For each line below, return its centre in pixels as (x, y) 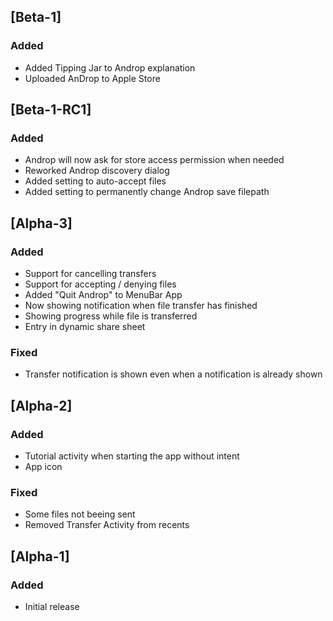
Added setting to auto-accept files (95, 181)
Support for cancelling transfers (90, 274)
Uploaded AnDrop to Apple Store (92, 78)
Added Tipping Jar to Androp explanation (110, 67)
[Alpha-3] (41, 223)
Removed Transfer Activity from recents (107, 525)
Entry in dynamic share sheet (85, 327)
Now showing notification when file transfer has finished (141, 306)
